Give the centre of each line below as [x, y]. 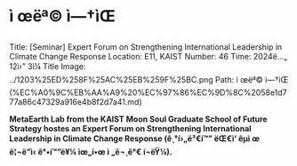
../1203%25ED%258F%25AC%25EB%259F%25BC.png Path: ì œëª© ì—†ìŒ [149, 79]
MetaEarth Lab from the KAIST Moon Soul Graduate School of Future [139, 119]
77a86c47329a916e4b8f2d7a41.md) [76, 101]
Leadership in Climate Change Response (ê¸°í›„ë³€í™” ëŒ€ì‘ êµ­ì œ [135, 138]
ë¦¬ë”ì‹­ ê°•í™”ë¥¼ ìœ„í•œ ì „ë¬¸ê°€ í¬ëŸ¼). [91, 152]
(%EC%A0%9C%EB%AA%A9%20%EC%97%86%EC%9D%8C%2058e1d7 [148, 92]
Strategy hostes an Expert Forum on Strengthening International [130, 128]
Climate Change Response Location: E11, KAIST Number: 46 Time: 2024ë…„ [148, 56]
